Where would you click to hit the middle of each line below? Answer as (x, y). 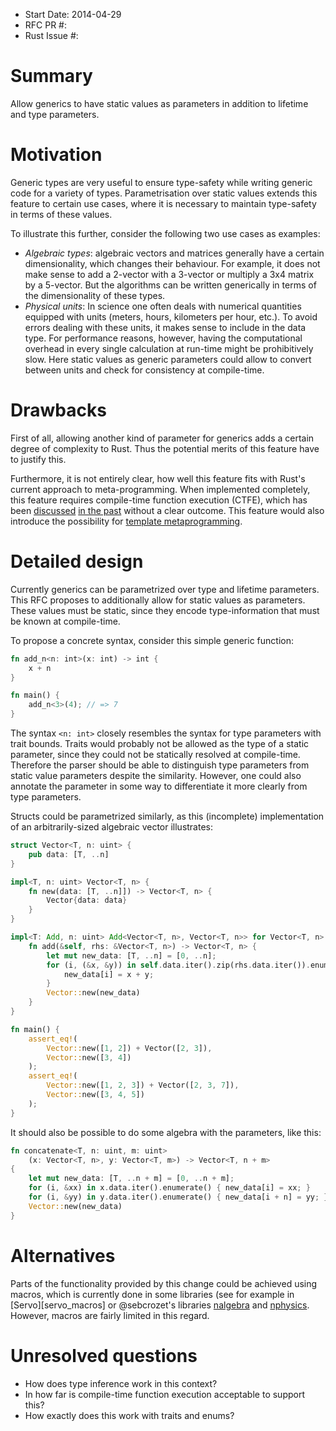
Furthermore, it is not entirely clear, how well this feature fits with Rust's (158, 478)
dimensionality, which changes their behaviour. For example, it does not (172, 263)
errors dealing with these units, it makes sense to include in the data (165, 327)
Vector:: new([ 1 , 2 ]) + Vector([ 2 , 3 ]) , (129, 1048)
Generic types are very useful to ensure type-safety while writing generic (161, 182)
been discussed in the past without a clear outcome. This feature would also (167, 510)
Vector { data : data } (87, 900)
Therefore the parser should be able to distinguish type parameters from (160, 765)
